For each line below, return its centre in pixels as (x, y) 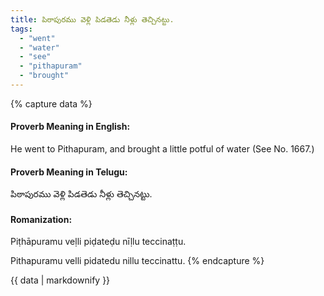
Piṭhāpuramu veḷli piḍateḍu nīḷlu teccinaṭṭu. (98, 242)
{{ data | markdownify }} (60, 280)
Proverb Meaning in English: (70, 127)
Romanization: (41, 219)
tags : (21, 29)
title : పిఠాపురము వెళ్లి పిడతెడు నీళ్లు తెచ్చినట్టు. (92, 19)
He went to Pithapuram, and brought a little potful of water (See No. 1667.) (162, 149)
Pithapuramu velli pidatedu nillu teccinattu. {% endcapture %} (137, 261)
